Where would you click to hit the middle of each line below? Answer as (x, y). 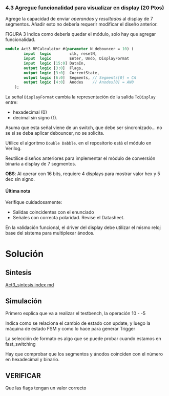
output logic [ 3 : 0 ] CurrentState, (62, 73)
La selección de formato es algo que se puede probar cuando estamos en (83, 339)
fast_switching (20, 344)
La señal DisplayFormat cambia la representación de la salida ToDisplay (80, 97)
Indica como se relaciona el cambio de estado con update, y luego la (78, 323)
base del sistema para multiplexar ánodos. (50, 233)
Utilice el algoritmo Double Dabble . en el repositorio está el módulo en (78, 143)
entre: (12, 102)
